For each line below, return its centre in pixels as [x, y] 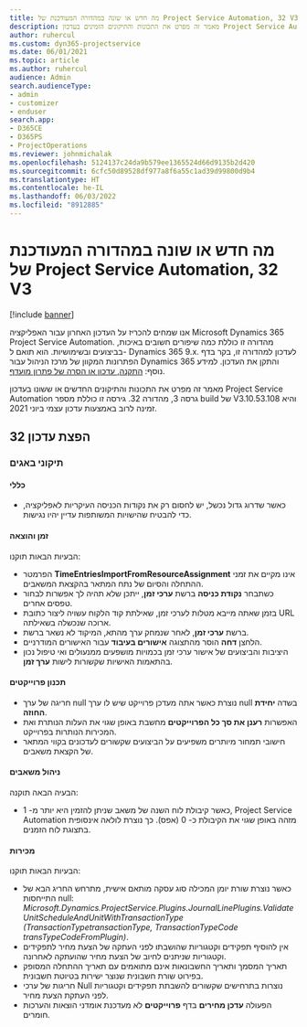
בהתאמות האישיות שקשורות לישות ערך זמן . [98, 661]
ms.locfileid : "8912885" [57, 205]
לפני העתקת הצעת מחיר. [66, 995]
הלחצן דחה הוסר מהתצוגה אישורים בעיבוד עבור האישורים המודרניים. [143, 642]
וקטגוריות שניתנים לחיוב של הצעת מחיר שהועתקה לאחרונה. [124, 957]
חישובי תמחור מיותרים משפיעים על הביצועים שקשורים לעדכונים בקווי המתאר [154, 741]
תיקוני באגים [37, 463]
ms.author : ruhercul [49, 70]
